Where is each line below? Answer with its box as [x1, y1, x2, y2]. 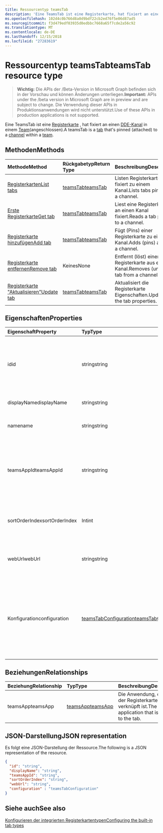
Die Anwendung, [118, 691, 156, 698]
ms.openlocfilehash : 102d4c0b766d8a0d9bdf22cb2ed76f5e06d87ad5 [5, 16, 136, 21]
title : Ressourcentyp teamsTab [5, 7, 68, 12]
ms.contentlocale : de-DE [5, 30, 55, 35]
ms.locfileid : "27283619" [5, 39, 57, 44]
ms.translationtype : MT [5, 25, 53, 30]
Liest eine [114, 200, 137, 207]
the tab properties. [114, 297, 157, 304]
